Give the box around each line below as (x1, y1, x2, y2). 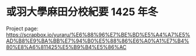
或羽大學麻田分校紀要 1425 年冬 (6, 5, 159, 19)
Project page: (6, 24, 39, 32)
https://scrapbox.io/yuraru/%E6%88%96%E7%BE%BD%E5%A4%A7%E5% (6, 31, 191, 38)
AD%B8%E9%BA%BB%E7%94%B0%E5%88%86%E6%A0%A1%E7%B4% (6, 37, 190, 44)
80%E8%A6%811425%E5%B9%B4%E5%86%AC (6, 43, 127, 50)
